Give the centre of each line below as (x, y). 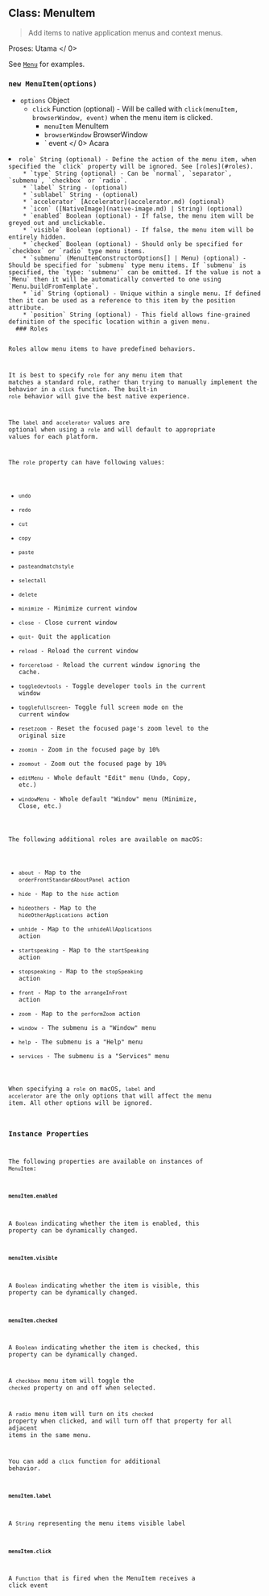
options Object (45, 101)
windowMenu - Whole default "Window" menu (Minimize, (108, 799)
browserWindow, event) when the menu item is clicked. (122, 118)
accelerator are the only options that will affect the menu (110, 1096)
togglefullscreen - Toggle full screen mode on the (101, 708)
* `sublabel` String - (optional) (81, 195)
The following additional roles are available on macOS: (106, 839)
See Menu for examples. (47, 64)
